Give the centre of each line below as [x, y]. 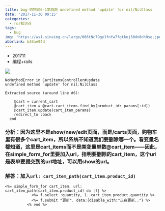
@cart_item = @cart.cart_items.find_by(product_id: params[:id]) [82, 106]
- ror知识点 [21, 23]
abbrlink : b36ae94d [25, 42]
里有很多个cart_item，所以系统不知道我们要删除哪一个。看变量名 [82, 139]
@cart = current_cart [36, 101]
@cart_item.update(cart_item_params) [53, 110]
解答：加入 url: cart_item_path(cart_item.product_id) [70, 176]
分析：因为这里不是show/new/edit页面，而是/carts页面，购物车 [81, 132]
